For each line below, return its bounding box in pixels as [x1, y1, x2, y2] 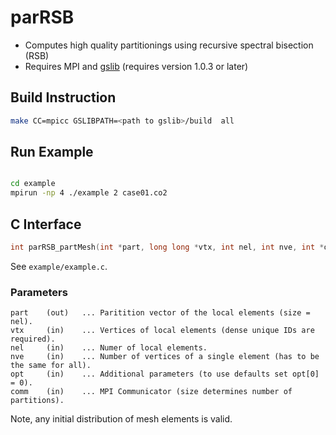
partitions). [10, 396, 65, 406]
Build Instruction [10, 89, 117, 106]
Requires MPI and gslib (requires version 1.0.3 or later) [24, 60, 249, 72]
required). [10, 334, 56, 345]
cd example [10, 179, 56, 189]
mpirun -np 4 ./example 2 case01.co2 [10, 188, 168, 198]
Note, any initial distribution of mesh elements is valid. [10, 413, 233, 425]
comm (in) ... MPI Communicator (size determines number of [10, 387, 293, 397]
